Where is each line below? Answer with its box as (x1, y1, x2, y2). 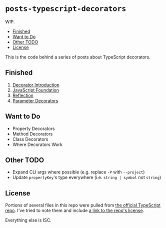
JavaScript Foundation (12, 87, 59, 93)
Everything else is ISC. (5, 217, 51, 223)
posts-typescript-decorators (5, 4, 126, 13)
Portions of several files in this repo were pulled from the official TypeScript (5, 202, 161, 208)
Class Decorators (12, 136, 48, 142)
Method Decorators (12, 130, 53, 136)
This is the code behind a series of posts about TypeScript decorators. (5, 54, 151, 60)
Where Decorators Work (12, 141, 63, 147)
